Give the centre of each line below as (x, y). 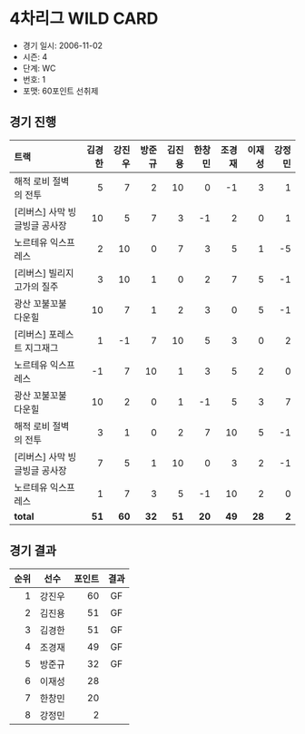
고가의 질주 (36, 287)
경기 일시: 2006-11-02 (62, 45)
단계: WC (39, 68)
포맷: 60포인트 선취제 (60, 91)
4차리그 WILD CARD (84, 19)
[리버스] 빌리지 (44, 273)
